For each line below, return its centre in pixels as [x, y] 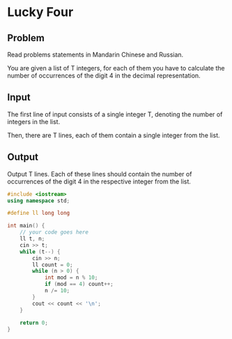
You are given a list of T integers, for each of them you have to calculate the [116, 68]
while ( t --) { [40, 252]
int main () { [26, 226]
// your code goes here [54, 232]
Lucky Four [40, 12]
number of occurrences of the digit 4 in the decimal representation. [104, 75]
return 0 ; [34, 323]
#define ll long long [39, 213]
